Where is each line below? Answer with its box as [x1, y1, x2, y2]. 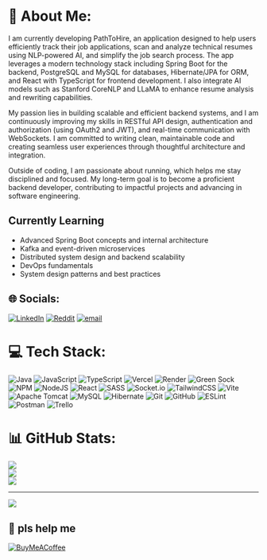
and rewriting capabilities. [8, 92, 93, 102]
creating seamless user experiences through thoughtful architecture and [8, 142, 246, 151]
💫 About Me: [8, 7, 92, 25]
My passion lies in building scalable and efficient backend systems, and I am [8, 107, 259, 118]
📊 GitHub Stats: [8, 429, 117, 447]
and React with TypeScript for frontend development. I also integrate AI [8, 76, 242, 85]
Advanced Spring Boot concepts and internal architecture [19, 235, 209, 245]
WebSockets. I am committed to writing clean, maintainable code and [8, 133, 235, 142]
